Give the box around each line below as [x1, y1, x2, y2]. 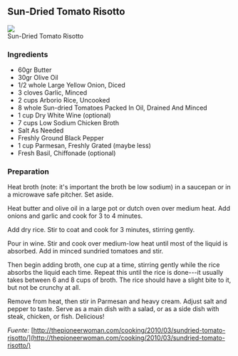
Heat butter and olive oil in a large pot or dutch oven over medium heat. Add [7, 204, 230, 213]
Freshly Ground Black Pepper [17, 134, 105, 142]
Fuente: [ [7, 326, 34, 335]
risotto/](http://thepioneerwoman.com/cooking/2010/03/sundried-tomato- [7, 334, 226, 342]
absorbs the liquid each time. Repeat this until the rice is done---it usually [7, 268, 224, 277]
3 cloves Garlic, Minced [17, 88, 88, 97]
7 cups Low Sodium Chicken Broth [17, 119, 120, 127]
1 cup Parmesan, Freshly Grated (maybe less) [17, 142, 152, 150]
